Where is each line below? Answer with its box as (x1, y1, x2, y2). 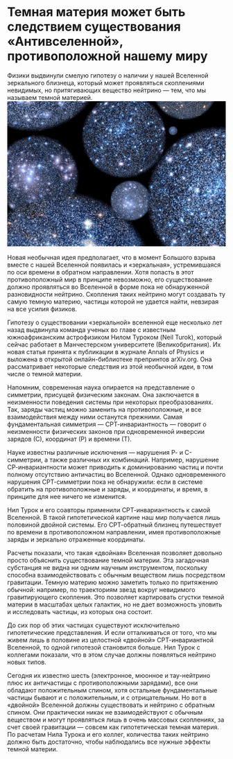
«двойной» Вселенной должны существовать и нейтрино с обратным (7, 701, 215, 709)
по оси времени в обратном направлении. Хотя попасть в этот (7, 268, 194, 276)
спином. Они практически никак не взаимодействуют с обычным (7, 708, 203, 716)
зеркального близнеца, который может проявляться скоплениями (7, 78, 205, 87)
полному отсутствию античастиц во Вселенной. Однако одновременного (7, 470, 226, 478)
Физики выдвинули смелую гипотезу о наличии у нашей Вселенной (7, 71, 209, 80)
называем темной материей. (7, 93, 93, 101)
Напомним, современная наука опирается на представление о (7, 383, 196, 392)
